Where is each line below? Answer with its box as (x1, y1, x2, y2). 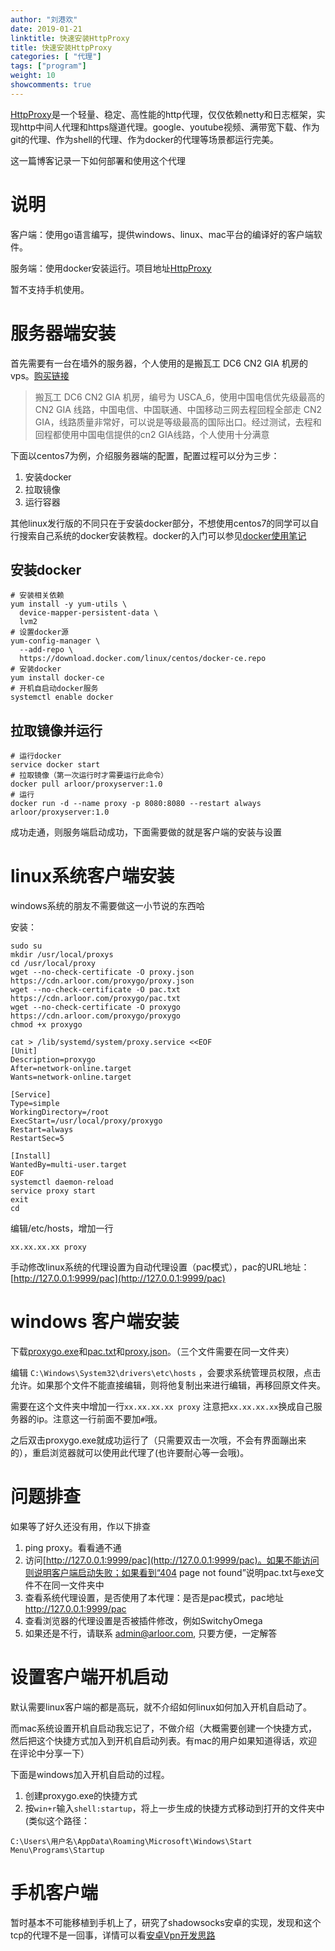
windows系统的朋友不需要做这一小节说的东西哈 (10, 900, 205, 912)
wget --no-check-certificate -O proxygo (10, 1002, 182, 1013)
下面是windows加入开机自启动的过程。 (10, 1769, 170, 1780)
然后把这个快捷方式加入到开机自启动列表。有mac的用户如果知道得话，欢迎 (10, 1735, 318, 1746)
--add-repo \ (19, 645, 74, 655)
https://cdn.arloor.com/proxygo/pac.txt (10, 994, 182, 1004)
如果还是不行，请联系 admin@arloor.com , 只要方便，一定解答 (24, 1627, 278, 1640)
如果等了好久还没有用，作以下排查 (10, 1521, 151, 1533)
